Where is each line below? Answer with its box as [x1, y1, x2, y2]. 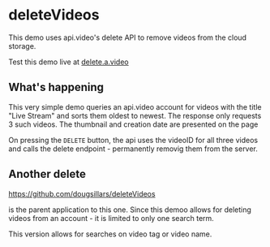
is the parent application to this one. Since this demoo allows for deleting [8, 205, 251, 214]
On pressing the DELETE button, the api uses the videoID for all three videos [8, 135, 258, 145]
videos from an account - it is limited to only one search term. [8, 213, 215, 223]
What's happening [8, 80, 104, 94]
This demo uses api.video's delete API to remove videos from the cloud [8, 32, 247, 42]
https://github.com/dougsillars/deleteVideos [8, 188, 156, 198]
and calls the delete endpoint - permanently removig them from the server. [8, 144, 258, 154]
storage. [8, 41, 36, 50]
